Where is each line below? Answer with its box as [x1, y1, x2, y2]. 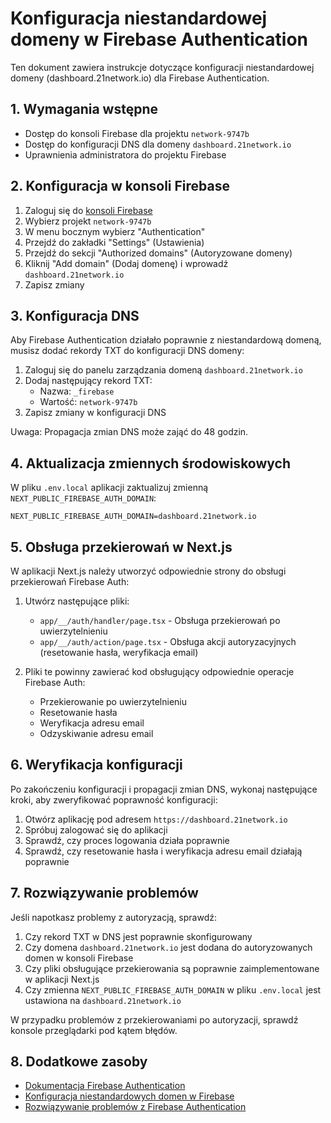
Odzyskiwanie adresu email [39, 728, 154, 739]
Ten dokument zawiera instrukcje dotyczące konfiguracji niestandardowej [10, 61, 315, 73]
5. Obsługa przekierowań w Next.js [10, 538, 233, 556]
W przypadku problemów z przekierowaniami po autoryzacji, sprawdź [10, 1013, 299, 1026]
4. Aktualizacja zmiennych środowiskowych [10, 455, 291, 472]
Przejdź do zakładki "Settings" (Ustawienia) [24, 236, 205, 248]
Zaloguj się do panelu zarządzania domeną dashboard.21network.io [24, 364, 303, 376]
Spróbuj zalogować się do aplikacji [24, 823, 168, 836]
